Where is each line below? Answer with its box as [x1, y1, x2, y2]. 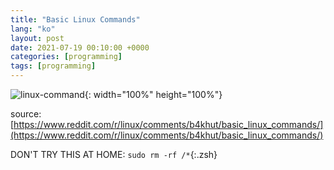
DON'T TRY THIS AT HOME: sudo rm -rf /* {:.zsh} [10, 149, 218, 160]
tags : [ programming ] [10, 61, 97, 71]
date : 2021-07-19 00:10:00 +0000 [10, 42, 150, 53]
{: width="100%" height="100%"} [84, 89, 223, 100]
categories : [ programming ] [10, 52, 123, 62]
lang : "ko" [10, 24, 56, 34]
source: [10, 108, 42, 120]
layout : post [10, 33, 65, 43]
